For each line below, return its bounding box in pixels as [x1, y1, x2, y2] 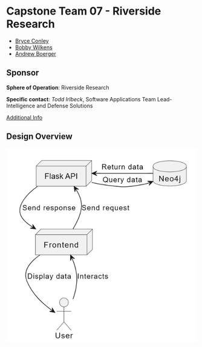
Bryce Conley [15, 37, 50, 44]
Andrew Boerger [15, 50, 56, 57]
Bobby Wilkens [15, 44, 53, 51]
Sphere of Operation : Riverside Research [6, 84, 110, 91]
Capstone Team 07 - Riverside [6, 4, 161, 18]
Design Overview [6, 132, 73, 142]
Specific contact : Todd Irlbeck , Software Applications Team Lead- [6, 95, 172, 103]
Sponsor [6, 68, 39, 78]
